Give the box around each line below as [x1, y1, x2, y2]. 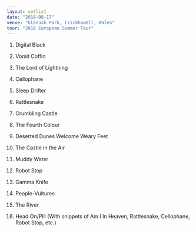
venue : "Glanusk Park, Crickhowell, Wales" [6, 19, 115, 25]
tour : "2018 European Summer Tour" [6, 25, 94, 31]
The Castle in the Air [15, 144, 65, 151]
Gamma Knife [15, 178, 49, 186]
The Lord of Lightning [15, 64, 68, 71]
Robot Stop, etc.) [15, 219, 57, 226]
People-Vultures [15, 190, 55, 197]
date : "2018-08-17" [6, 14, 55, 20]
